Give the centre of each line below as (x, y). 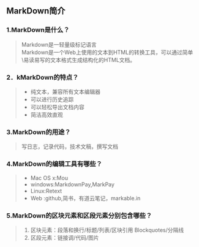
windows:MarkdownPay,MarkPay (73, 184)
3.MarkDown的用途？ (39, 132)
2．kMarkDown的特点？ (43, 77)
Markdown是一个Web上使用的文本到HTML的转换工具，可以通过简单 (107, 52)
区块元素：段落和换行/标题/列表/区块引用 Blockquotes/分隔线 (107, 230)
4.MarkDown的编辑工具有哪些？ (54, 164)
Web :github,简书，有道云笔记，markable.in (85, 198)
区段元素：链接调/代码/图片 (65, 237)
